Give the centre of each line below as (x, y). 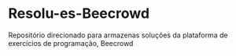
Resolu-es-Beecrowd (79, 14)
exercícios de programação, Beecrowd (71, 43)
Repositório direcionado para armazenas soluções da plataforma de (118, 35)
